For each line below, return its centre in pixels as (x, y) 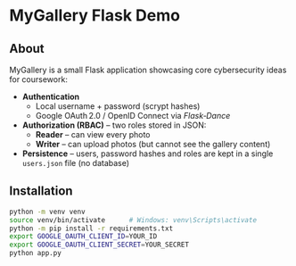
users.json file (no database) (76, 163)
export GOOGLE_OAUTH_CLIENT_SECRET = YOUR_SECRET (99, 245)
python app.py (36, 254)
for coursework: (39, 79)
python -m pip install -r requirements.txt (91, 229)
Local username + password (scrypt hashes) (118, 106)
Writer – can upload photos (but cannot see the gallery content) (153, 144)
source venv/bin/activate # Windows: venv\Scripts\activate (133, 220)
